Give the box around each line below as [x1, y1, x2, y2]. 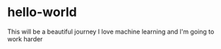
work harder [7, 34, 43, 43]
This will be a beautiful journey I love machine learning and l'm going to [7, 27, 215, 36]
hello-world [7, 4, 78, 20]
